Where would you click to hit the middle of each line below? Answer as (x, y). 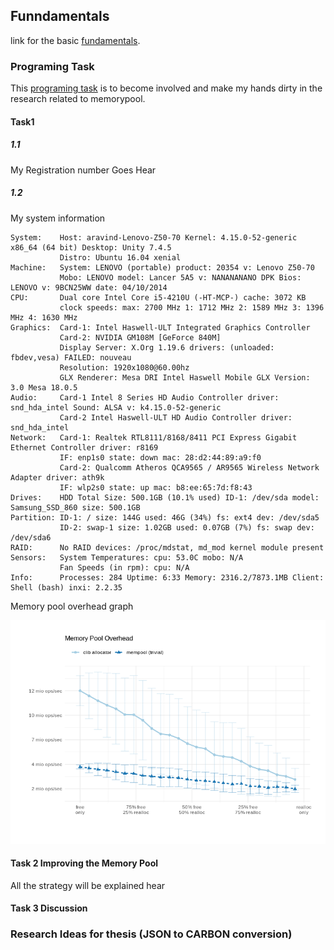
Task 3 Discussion (49, 908)
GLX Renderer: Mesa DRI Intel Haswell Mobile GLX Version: (185, 377)
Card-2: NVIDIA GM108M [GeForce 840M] (140, 337)
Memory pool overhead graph (72, 606)
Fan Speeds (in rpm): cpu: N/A (124, 567)
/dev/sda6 (31, 537)
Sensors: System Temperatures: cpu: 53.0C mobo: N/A (127, 557)
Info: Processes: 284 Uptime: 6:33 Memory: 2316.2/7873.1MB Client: (167, 577)
